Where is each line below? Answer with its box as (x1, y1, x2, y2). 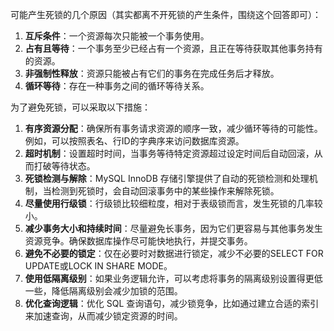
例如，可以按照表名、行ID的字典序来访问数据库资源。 (24, 135, 245, 147)
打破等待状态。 (33, 160, 96, 172)
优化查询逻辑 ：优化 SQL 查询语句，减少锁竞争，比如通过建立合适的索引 (24, 298, 320, 309)
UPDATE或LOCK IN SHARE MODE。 (24, 260, 173, 272)
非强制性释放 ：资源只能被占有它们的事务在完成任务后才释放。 (24, 68, 280, 79)
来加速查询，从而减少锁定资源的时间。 (24, 310, 183, 322)
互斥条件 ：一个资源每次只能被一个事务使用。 (24, 30, 210, 42)
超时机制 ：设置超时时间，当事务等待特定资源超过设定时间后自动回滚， (24, 148, 315, 159)
